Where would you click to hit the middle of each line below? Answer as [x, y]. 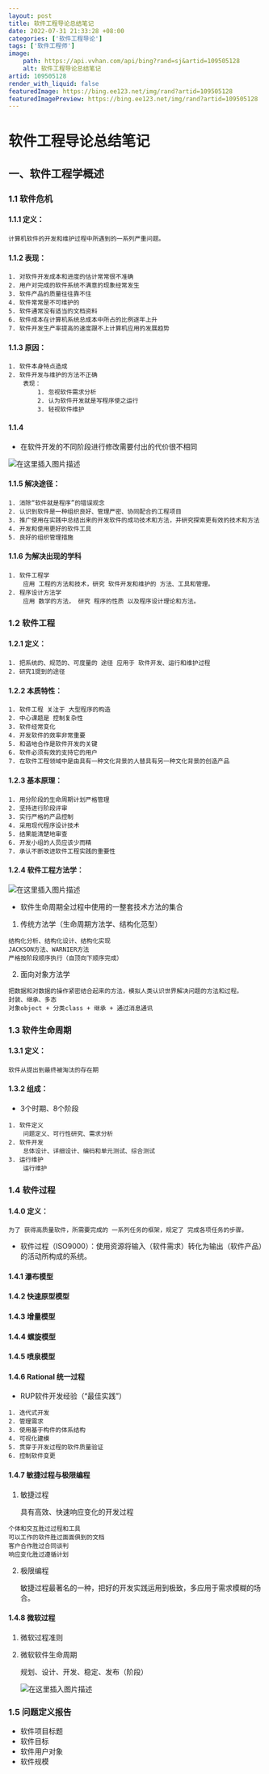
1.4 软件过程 [32, 1190]
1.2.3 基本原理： [36, 780]
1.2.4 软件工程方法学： [46, 870]
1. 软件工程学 [29, 575]
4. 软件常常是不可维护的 [44, 303]
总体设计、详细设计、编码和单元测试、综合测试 [89, 1151]
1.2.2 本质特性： [36, 690]
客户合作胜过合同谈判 [38, 1546]
